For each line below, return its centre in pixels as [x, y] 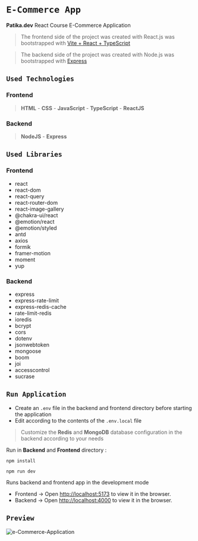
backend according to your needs [62, 438]
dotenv [23, 338]
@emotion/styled [36, 228]
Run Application [36, 394]
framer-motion [32, 253]
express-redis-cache [40, 307]
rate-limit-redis [33, 313]
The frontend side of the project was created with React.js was [98, 36]
